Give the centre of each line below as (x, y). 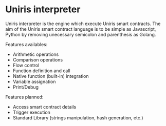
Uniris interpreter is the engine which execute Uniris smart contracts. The (83, 24)
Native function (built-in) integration (51, 76)
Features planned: (24, 97)
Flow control (26, 65)
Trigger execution (31, 112)
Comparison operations (38, 59)
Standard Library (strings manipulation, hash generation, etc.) (78, 118)
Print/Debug (26, 87)
